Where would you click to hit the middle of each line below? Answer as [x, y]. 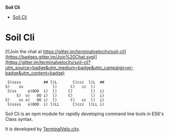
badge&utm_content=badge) [35, 73]
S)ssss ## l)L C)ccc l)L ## [56, 82]
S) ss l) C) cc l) [50, 86]
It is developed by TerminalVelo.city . [43, 129]
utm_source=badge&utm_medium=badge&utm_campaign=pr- [69, 67]
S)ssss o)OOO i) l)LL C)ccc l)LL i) [56, 104]
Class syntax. [19, 119]
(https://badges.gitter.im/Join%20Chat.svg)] [51, 57]
